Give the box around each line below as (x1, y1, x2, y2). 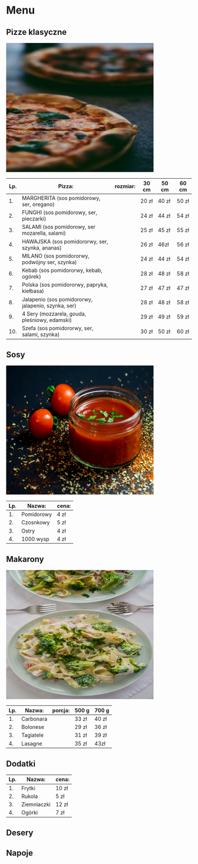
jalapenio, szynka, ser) (21, 302, 77, 309)
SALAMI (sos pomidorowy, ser (21, 224, 96, 231)
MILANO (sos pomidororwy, (21, 252, 90, 259)
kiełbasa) (21, 287, 44, 295)
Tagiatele (21, 732, 44, 739)
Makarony (6, 554, 44, 564)
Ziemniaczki (21, 801, 51, 808)
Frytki (21, 784, 35, 791)
